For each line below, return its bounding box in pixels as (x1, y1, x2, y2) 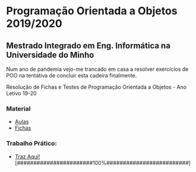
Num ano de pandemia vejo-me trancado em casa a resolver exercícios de (6, 65, 189, 73)
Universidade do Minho (6, 49, 94, 60)
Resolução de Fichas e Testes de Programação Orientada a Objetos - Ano (6, 83, 187, 90)
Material (6, 104, 31, 112)
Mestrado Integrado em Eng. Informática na (6, 40, 171, 51)
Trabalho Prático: (6, 139, 58, 148)
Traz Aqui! (14, 153, 40, 160)
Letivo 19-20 (6, 90, 37, 96)
